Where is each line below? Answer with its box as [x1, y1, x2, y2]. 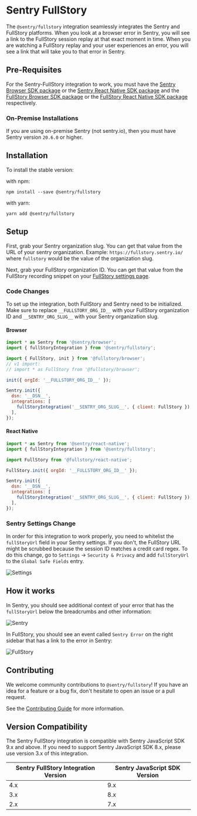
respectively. [6, 99, 37, 106]
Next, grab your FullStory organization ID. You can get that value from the [6, 266, 184, 273]
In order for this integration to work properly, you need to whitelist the [6, 533, 174, 540]
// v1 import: [6, 361, 41, 367]
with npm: [6, 178, 30, 185]
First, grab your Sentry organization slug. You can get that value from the [6, 242, 183, 249]
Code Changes [6, 287, 50, 295]
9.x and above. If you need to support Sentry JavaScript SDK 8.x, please [6, 744, 181, 751]
